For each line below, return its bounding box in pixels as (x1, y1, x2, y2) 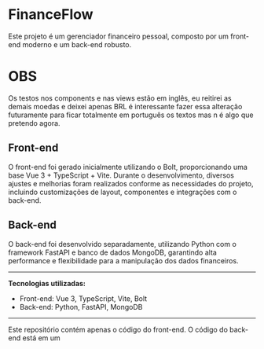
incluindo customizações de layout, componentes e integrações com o (8, 187, 237, 197)
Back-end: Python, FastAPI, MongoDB (19, 302, 143, 311)
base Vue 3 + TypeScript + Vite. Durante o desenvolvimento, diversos (8, 171, 234, 180)
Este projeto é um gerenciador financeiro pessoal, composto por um (8, 31, 229, 41)
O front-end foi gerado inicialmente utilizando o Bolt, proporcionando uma (8, 162, 247, 171)
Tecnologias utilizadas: (8, 278, 86, 288)
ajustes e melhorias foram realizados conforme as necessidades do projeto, (8, 178, 254, 188)
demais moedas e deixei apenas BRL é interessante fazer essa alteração (8, 101, 243, 111)
